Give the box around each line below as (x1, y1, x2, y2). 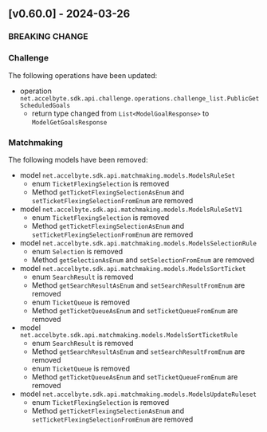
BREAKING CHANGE (8, 31, 88, 42)
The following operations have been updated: (8, 70, 158, 80)
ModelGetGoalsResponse (31, 118, 108, 127)
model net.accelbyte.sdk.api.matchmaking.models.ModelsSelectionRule (19, 238, 257, 247)
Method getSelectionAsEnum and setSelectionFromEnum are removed (31, 255, 255, 265)
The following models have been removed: (8, 155, 148, 164)
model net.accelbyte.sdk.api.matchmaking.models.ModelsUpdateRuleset (19, 389, 257, 399)
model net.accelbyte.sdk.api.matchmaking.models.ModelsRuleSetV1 (19, 204, 243, 214)
